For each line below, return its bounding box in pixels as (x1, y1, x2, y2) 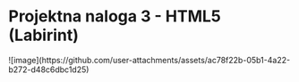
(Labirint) (8, 25, 80, 45)
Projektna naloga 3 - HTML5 (8, 6, 221, 27)
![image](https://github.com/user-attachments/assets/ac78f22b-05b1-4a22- (8, 54, 291, 65)
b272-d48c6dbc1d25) (8, 64, 90, 75)
